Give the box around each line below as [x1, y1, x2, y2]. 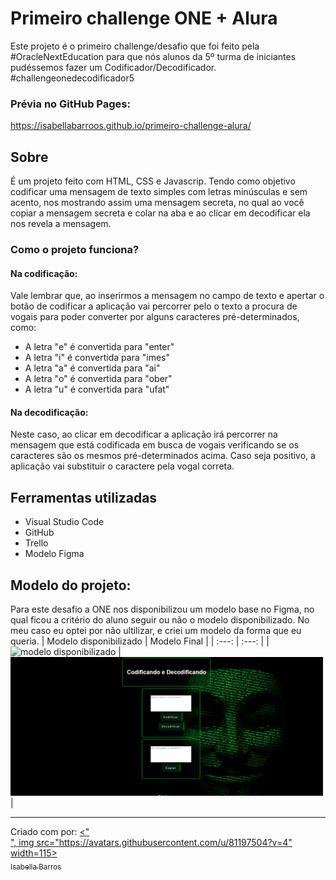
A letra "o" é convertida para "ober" [24, 373, 173, 385]
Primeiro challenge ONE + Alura [10, 7, 278, 30]
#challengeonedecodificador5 [10, 72, 135, 84]
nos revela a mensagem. [10, 218, 112, 230]
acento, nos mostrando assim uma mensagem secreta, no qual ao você [10, 197, 305, 209]
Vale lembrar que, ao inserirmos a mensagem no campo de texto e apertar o [10, 290, 325, 302]
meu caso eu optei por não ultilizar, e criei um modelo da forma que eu [10, 625, 302, 636]
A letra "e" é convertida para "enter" [24, 341, 175, 353]
